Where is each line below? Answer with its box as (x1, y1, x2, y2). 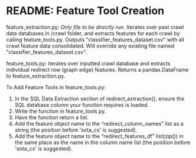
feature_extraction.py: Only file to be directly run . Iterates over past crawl (6, 23, 184, 31)
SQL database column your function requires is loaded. (14, 101, 149, 108)
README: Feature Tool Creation (6, 4, 165, 18)
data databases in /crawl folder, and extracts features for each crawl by (6, 29, 180, 36)
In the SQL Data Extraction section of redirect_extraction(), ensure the (14, 95, 185, 102)
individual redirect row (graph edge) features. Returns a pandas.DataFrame (6, 66, 189, 73)
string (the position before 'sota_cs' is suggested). (14, 126, 138, 133)
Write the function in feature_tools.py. (14, 107, 106, 115)
